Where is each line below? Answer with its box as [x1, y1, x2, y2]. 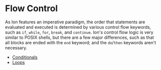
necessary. [5, 45, 28, 51]
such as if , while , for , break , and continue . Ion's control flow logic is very [5, 29, 154, 35]
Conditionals [12, 54, 38, 60]
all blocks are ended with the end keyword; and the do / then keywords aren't [5, 39, 156, 45]
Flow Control [5, 3, 58, 14]
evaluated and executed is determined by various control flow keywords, [5, 24, 151, 30]
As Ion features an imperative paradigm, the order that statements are [5, 19, 145, 25]
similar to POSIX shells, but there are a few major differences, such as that [5, 35, 154, 40]
